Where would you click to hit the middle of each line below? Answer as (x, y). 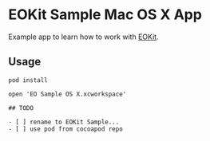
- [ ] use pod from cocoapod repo (66, 129)
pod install (28, 80)
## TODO (21, 108)
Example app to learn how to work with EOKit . (83, 37)
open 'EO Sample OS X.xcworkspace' (67, 94)
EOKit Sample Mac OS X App (105, 15)
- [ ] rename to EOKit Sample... (64, 122)
